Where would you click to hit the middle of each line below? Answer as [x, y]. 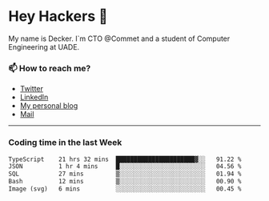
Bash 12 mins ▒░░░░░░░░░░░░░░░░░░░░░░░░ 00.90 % [125, 182]
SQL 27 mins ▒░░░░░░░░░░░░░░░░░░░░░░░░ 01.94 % [125, 174]
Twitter [32, 89]
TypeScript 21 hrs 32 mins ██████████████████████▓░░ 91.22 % [125, 159]
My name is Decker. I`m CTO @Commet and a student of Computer [119, 38]
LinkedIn [34, 97]
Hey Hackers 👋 [58, 16]
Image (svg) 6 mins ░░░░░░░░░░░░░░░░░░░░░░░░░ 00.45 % [125, 189]
